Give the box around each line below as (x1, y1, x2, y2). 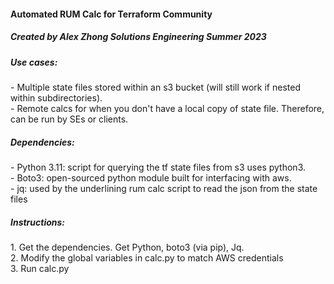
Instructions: (10, 216, 66, 228)
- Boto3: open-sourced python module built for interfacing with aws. (10, 171, 292, 184)
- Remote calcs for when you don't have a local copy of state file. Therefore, (10, 102, 325, 114)
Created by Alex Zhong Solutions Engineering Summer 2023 (10, 31, 267, 43)
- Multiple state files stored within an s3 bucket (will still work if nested (10, 81, 301, 93)
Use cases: (10, 56, 58, 68)
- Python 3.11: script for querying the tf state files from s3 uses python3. (10, 161, 306, 173)
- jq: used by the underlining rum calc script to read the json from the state (10, 182, 318, 194)
